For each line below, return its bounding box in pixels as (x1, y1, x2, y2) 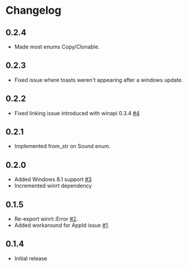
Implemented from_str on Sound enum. (14, 143, 111, 150)
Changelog (5, 4, 62, 17)
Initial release (14, 254, 47, 262)
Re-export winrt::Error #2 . (14, 216, 78, 223)
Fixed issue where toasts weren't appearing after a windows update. (14, 76, 184, 84)
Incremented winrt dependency (14, 182, 92, 189)
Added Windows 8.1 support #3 (14, 176, 92, 183)
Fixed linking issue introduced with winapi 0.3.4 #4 (14, 109, 140, 116)
